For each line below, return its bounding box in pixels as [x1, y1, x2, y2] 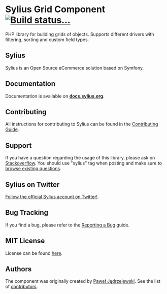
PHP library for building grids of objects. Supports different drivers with [5, 31, 154, 37]
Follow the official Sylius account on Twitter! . [5, 194, 99, 200]
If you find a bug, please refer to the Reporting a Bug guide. [5, 222, 130, 228]
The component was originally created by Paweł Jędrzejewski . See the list [5, 278, 161, 284]
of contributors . [5, 283, 38, 290]
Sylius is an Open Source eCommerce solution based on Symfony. [5, 64, 144, 71]
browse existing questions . [5, 166, 62, 172]
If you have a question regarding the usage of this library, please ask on [5, 155, 155, 161]
